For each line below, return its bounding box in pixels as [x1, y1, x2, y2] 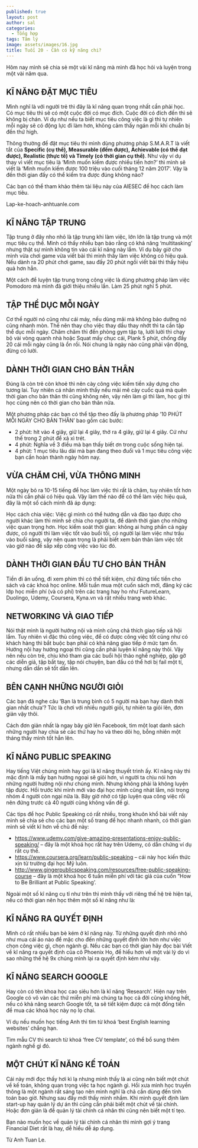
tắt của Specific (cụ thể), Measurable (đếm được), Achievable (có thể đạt [6, 146, 188, 153]
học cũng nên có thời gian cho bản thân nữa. [6, 399, 115, 406]
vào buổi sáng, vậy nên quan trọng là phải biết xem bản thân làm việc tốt [6, 535, 183, 543]
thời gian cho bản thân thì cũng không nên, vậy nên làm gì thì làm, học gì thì [6, 393, 190, 399]
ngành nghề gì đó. [6, 1042, 51, 1049]
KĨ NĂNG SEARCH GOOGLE [6, 972, 108, 982]
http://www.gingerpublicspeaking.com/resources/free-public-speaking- [14, 866, 191, 873]
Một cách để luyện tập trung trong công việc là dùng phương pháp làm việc [6, 277, 190, 284]
